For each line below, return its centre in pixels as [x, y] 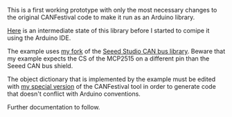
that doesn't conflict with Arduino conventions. [74, 94]
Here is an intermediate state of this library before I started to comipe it [108, 31]
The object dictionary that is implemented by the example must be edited [111, 79]
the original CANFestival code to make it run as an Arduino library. [101, 17]
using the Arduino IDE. [39, 38]
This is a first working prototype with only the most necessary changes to [112, 10]
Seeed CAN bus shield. [40, 66]
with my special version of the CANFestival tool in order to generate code [111, 86]
